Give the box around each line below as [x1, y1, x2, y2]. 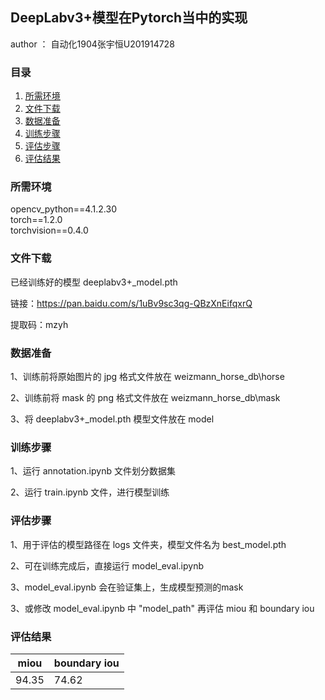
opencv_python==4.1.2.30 [10, 203, 117, 215]
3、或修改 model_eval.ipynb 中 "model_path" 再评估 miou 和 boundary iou [10, 602, 315, 614]
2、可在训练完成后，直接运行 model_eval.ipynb [10, 559, 205, 572]
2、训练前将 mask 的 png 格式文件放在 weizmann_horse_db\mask [10, 392, 281, 403]
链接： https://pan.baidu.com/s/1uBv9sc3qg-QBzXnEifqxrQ [10, 297, 253, 309]
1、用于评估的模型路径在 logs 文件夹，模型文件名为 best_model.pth [10, 538, 287, 550]
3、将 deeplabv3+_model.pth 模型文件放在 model [10, 413, 215, 425]
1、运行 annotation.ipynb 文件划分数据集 [10, 465, 176, 477]
